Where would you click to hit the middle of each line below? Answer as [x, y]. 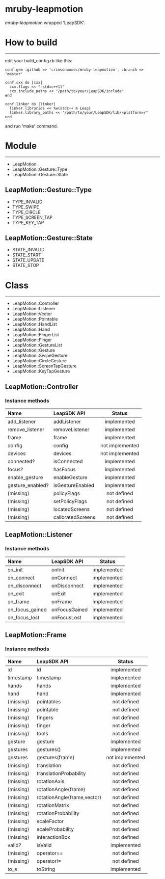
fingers [45, 718]
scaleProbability [55, 829]
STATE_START [27, 255]
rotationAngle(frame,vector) [69, 798]
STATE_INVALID [28, 250]
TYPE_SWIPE [26, 207]
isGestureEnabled [74, 485]
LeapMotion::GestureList [37, 345]
